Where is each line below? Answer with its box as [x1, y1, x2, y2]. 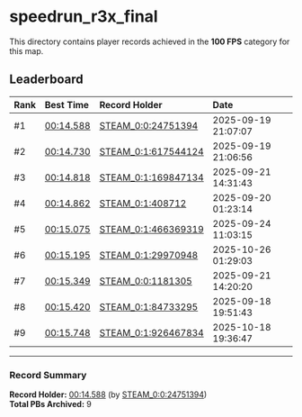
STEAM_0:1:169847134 [99, 171, 204, 184]
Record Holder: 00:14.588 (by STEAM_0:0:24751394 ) [9, 389, 208, 400]
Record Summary [9, 368, 87, 381]
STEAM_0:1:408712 [99, 196, 187, 209]
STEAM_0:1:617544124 [99, 145, 204, 158]
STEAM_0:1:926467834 [99, 326, 204, 339]
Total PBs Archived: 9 [9, 399, 92, 410]
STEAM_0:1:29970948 [99, 249, 199, 261]
